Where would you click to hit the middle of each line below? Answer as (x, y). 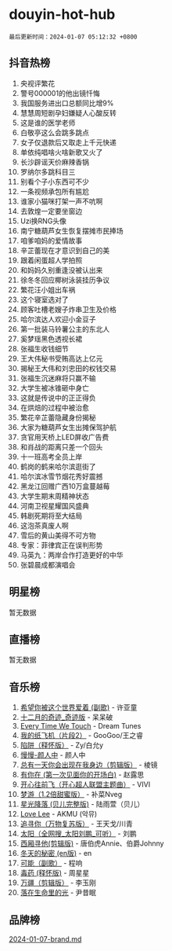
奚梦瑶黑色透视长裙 (51, 339)
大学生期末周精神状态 (54, 496)
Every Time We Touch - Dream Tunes (81, 726)
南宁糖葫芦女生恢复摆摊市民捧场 (72, 230)
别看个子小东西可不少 (54, 182)
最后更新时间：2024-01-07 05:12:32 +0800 (73, 37)
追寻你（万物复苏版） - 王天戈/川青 (77, 824)
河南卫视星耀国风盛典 (54, 505)
